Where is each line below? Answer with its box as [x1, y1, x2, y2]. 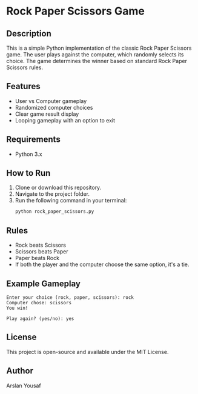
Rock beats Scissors [15, 241, 67, 249]
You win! [6, 305, 28, 311]
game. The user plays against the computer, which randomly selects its [6, 51, 184, 58]
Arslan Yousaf [6, 382, 41, 389]
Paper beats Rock [15, 255, 59, 262]
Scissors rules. [6, 64, 44, 71]
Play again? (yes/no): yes [6, 315, 74, 322]
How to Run [6, 168, 51, 178]
